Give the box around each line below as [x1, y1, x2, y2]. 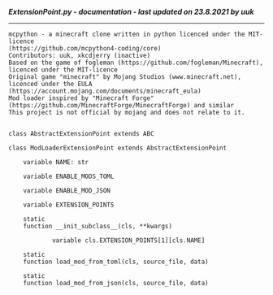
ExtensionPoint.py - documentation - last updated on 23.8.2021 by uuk [8, 7, 254, 16]
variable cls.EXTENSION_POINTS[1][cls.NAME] [51, 236, 206, 245]
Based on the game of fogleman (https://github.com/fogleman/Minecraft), [8, 59, 264, 67]
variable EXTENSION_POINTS [23, 201, 115, 209]
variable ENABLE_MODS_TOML [23, 172, 115, 180]
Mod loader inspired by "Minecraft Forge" [8, 94, 154, 102]
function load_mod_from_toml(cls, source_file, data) [23, 258, 209, 266]
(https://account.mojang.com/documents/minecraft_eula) [8, 87, 201, 95]
